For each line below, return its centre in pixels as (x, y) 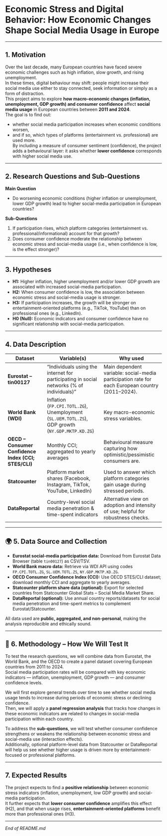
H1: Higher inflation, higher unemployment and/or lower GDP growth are (86, 282)
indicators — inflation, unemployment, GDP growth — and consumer (75, 677)
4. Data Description (36, 344)
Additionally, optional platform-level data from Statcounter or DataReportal (81, 744)
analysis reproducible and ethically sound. (48, 624)
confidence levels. (24, 682)
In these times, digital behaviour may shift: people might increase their (77, 83)
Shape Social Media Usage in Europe (82, 30)
